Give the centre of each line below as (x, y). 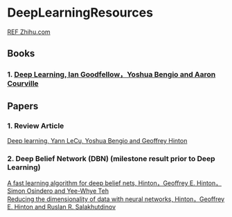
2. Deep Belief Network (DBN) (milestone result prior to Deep (111, 158)
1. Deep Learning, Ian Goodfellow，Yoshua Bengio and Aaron (111, 75)
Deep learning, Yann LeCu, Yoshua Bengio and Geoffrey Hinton (97, 140)
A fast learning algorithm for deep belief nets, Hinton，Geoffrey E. (101, 183)
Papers (23, 106)
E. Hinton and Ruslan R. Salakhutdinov (62, 207)
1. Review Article (36, 126)
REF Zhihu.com (29, 32)
